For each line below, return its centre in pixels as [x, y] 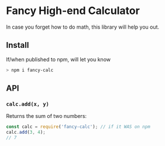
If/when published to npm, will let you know [59, 59]
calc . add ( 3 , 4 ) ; [26, 133]
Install [18, 45]
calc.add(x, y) [28, 104]
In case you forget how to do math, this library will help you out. [83, 27]
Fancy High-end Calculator [73, 11]
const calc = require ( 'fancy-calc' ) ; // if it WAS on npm [78, 127]
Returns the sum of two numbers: [46, 116]
